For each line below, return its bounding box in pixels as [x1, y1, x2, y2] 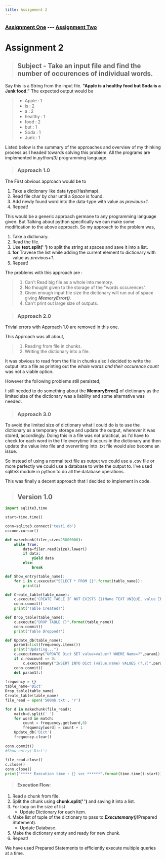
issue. [5, 448, 17, 454]
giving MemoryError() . [24, 295, 72, 301]
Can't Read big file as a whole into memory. [24, 279, 114, 285]
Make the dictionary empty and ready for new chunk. [12, 830, 121, 836]
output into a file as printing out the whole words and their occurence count [5, 363, 159, 369]
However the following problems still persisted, [5, 378, 101, 384]
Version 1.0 [17, 493, 53, 501]
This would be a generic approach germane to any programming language [5, 213, 157, 219]
